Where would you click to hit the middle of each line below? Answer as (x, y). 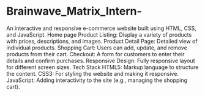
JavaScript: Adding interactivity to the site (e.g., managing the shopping (97, 80)
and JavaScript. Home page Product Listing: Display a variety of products (99, 34)
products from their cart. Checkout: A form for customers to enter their (95, 54)
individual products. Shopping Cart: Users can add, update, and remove (97, 48)
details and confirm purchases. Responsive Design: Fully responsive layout (101, 61)
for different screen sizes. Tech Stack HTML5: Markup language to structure (102, 67)
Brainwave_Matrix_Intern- (74, 11)
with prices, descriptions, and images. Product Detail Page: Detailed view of (102, 41)
